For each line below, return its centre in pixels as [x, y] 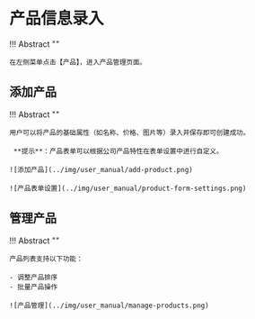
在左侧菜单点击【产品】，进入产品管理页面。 [78, 62]
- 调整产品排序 [34, 277]
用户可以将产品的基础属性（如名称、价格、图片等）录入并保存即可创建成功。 [130, 132]
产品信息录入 [57, 18]
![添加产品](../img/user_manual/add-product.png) [101, 169]
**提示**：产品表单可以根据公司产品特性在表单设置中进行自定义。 [118, 151]
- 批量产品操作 [34, 287]
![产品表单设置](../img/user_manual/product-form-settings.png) [128, 188]
